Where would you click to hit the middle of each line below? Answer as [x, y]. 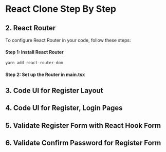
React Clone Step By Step [61, 9]
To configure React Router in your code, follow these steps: [68, 40]
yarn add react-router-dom [34, 63]
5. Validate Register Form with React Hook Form [83, 126]
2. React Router [31, 28]
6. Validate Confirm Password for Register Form [83, 143]
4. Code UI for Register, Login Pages [64, 108]
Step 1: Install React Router [35, 52]
